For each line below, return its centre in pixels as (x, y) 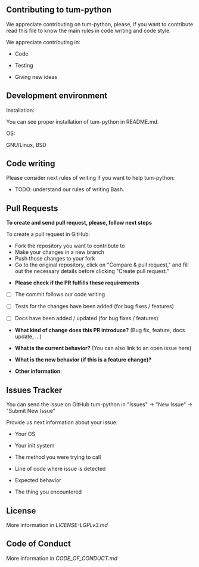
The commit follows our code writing (60, 295)
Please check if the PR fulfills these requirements (77, 283)
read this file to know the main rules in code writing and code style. (88, 30)
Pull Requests (32, 208)
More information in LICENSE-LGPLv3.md (57, 525)
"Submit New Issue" (31, 411)
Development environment (57, 96)
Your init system (35, 446)
